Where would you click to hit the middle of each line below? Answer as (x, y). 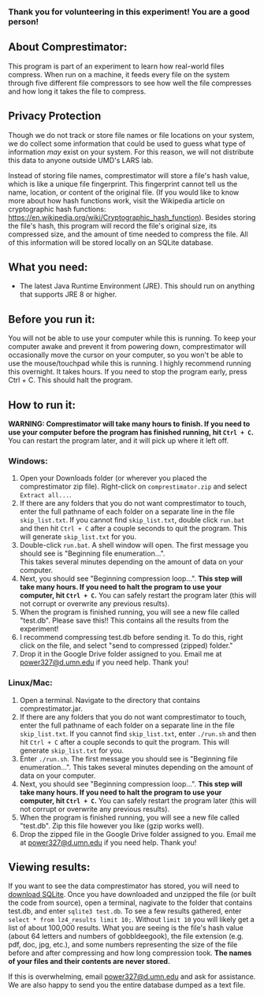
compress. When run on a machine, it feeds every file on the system (119, 74)
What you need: (48, 267)
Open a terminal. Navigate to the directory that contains (110, 700)
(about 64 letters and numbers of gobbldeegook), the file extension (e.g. (126, 936)
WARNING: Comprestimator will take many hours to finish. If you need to (129, 423)
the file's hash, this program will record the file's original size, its (113, 225)
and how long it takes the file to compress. (77, 91)
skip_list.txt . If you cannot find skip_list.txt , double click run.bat (132, 520)
